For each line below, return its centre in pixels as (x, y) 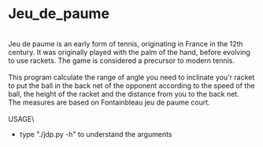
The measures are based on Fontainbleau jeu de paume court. (109, 102)
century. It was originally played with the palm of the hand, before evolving (129, 52)
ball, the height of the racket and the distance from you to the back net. (124, 94)
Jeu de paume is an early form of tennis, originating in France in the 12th (126, 43)
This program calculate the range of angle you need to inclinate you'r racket (131, 77)
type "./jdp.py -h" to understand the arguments (96, 134)
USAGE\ (21, 119)
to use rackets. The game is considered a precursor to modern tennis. (121, 61)
